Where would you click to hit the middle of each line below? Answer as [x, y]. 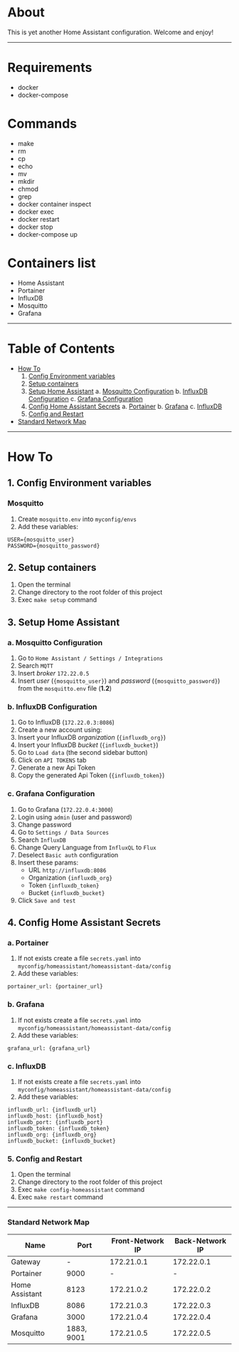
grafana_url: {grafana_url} [49, 1048]
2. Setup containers [52, 567]
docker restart [38, 219]
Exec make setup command [57, 600]
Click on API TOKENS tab [52, 760]
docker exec [36, 212]
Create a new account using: [60, 730]
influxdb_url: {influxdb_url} [52, 1110]
